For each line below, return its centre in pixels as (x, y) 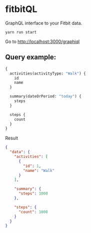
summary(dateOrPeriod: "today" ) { (45, 96)
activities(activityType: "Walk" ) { (48, 73)
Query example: (31, 57)
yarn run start (21, 32)
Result (12, 138)
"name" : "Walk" (39, 170)
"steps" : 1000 (33, 193)
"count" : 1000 (33, 212)
